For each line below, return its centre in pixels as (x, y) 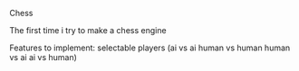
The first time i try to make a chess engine (88, 30)
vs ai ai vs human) (43, 57)
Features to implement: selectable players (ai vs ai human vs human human (150, 48)
